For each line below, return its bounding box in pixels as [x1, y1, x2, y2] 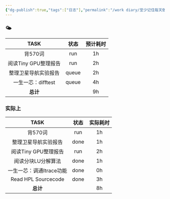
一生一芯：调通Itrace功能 [8, 167, 67, 174]
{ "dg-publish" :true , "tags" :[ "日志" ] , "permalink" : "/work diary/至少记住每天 [5, 7, 163, 13]
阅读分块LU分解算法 [14, 158, 62, 165]
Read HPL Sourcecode [10, 176, 65, 183]
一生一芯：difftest [13, 79, 56, 86]
